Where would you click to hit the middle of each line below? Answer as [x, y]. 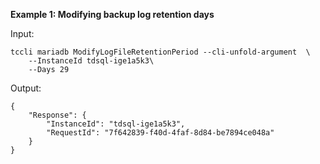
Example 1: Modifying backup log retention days [112, 14]
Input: [22, 33]
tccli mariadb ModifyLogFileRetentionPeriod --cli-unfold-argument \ [160, 52]
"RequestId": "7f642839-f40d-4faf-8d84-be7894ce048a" [160, 133]
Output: [26, 88]
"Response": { [57, 115]
